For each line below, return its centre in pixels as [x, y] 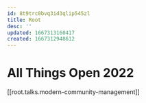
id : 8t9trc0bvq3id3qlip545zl [49, 13]
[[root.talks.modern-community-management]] [74, 92]
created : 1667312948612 [41, 39]
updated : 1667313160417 [41, 33]
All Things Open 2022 [71, 73]
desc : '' [20, 26]
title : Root [24, 20]
